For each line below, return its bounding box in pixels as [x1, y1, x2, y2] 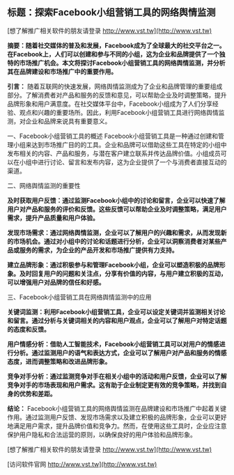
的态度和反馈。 [7, 325, 50, 333]
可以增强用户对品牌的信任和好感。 [7, 278, 105, 286]
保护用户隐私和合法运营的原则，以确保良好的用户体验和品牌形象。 [7, 430, 196, 439]
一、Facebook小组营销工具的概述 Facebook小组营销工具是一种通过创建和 [7, 132, 218, 140]
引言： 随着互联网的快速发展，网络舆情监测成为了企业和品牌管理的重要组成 [7, 82, 223, 91]
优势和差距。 [19, 389, 56, 398]
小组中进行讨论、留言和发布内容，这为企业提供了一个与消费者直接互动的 [19, 157, 227, 166]
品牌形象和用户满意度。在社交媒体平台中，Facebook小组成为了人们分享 [7, 100, 212, 108]
